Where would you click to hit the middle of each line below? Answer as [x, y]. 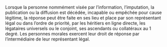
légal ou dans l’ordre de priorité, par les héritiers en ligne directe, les [75, 23]
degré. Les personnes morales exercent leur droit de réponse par [72, 34]
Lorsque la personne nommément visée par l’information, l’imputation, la [80, 7]
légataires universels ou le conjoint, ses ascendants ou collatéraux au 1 [78, 28]
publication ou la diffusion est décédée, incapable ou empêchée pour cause [83, 12]
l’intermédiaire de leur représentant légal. [47, 39]
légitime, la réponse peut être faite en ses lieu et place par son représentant [83, 18]
